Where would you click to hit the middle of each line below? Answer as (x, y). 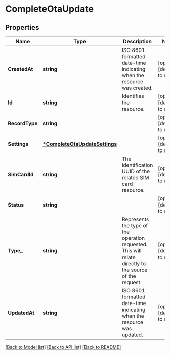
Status (16, 205)
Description (138, 42)
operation (133, 238)
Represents (135, 219)
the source (135, 270)
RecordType (23, 123)
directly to (134, 263)
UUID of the (136, 171)
